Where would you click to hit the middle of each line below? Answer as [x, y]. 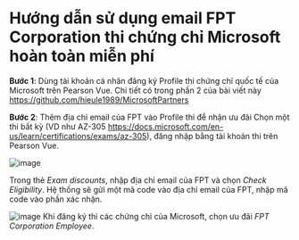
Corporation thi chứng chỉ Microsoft [145, 37]
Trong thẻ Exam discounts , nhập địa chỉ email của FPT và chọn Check [138, 180]
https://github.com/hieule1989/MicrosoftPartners [99, 99]
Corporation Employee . [52, 226]
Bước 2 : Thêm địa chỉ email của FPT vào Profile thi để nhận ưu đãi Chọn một [149, 117]
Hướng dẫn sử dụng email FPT [123, 18]
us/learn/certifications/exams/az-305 [78, 136]
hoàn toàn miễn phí [82, 56]
